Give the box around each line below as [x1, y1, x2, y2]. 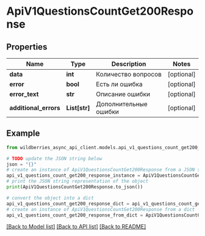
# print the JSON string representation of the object [6, 179, 149, 185]
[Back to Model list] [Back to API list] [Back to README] [6, 223, 146, 230]
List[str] [66, 104, 90, 112]
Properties [6, 42, 48, 52]
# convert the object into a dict [6, 194, 95, 201]
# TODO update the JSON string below [6, 155, 103, 161]
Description [111, 60, 146, 68]
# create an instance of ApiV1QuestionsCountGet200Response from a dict [6, 206, 195, 212]
